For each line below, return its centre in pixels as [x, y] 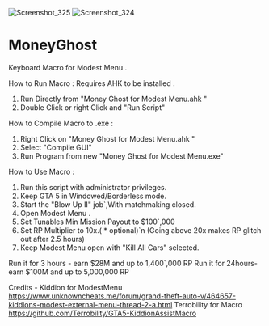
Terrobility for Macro [208, 304]
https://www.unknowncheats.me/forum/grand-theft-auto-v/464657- [122, 296]
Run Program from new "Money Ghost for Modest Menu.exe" [122, 156]
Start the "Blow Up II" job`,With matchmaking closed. [108, 204]
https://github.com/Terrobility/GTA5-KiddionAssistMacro [102, 313]
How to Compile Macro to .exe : [61, 123]
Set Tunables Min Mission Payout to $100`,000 [97, 222]
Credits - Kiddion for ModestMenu [65, 287]
